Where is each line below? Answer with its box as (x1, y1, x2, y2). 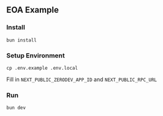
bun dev (6, 105, 26, 111)
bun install (6, 37, 37, 43)
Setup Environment (6, 51, 66, 60)
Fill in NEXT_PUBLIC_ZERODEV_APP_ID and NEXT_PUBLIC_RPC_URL (6, 76, 157, 83)
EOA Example (6, 5, 59, 15)
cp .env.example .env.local (6, 65, 78, 71)
